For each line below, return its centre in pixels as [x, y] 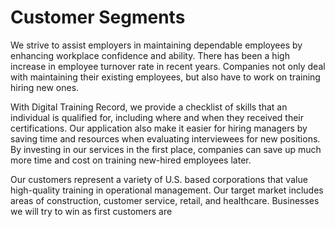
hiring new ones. [45, 87]
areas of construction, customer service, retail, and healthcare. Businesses [165, 200]
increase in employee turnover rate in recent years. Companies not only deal [168, 66]
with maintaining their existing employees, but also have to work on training [165, 77]
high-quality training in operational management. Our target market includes [167, 190]
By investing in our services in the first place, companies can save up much [166, 149]
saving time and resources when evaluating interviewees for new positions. [165, 138]
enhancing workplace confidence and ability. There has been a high [150, 55]
